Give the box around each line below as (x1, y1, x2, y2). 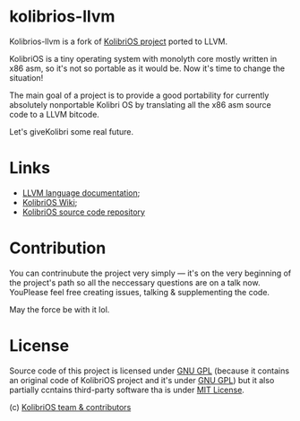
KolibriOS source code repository (21, 206, 146, 217)
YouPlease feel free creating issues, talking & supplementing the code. (9, 286, 270, 297)
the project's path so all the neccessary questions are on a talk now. (9, 276, 261, 288)
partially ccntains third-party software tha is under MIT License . (9, 384, 244, 395)
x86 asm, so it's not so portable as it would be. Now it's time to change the (9, 63, 285, 74)
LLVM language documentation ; (21, 187, 141, 198)
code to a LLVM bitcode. (9, 109, 100, 119)
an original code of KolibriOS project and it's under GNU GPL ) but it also (9, 374, 275, 385)
